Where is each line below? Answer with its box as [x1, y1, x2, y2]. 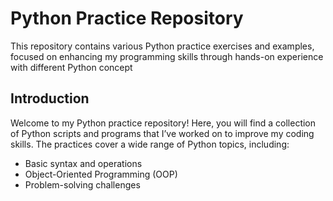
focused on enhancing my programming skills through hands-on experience [10, 50, 324, 62]
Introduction [10, 90, 90, 107]
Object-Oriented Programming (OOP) [24, 168, 178, 180]
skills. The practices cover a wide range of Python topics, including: [10, 138, 290, 150]
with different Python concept [10, 61, 133, 73]
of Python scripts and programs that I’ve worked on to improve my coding [10, 127, 315, 139]
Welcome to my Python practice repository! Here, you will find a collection [10, 117, 317, 129]
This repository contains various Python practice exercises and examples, [10, 40, 315, 52]
